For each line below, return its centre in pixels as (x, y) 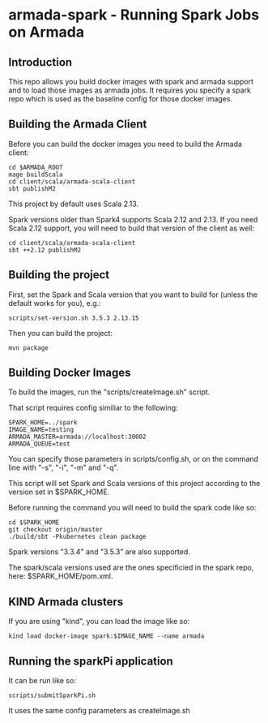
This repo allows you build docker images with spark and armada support (131, 82)
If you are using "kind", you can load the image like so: (99, 622)
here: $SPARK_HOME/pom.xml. (61, 576)
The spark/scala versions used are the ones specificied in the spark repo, (131, 568)
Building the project (59, 275)
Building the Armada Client (78, 125)
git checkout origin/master (56, 530)
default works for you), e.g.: (55, 303)
